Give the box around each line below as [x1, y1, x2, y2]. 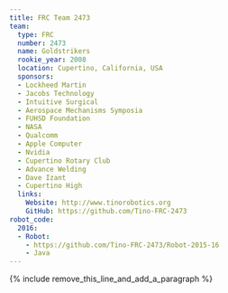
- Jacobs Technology [17, 89, 95, 98]
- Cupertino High [17, 182, 83, 191]
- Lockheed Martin [17, 80, 87, 90]
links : [17, 190, 42, 199]
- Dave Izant [17, 173, 67, 182]
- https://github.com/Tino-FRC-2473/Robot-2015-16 [25, 241, 220, 250]
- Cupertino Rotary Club [17, 156, 111, 165]
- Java [25, 249, 50, 258]
